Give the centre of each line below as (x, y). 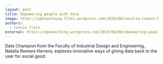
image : (12, 18)
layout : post (18, 9)
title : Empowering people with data (42, 14)
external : (15, 32)
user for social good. (26, 56)
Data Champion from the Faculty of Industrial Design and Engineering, (75, 46)
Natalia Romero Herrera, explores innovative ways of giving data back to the (81, 51)
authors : (14, 23)
